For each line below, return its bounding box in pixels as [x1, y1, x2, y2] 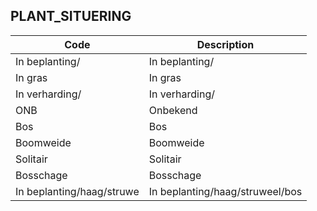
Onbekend [148, 103, 198, 117]
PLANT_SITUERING [10, 8, 132, 25]
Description [196, 37, 255, 51]
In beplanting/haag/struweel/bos [148, 184, 303, 198]
